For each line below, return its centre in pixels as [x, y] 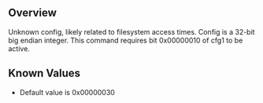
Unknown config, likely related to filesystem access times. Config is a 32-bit [131, 31]
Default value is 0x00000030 [67, 92]
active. [19, 48]
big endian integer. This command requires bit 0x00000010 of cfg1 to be [126, 40]
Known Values [44, 74]
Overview [33, 13]
